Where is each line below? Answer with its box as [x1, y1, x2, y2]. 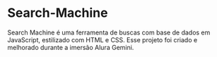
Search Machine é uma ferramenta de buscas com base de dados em [7, 28, 211, 37]
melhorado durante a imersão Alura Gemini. [7, 43, 134, 51]
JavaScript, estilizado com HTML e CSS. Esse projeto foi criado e [7, 35, 198, 44]
